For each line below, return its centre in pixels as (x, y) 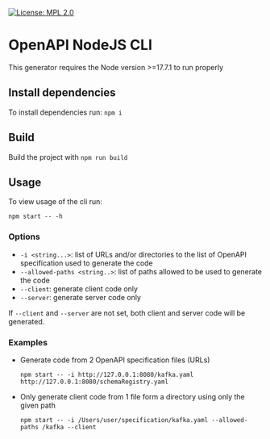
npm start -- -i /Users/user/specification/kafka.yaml (114, 420)
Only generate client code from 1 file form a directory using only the (132, 396)
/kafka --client (69, 427)
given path (38, 405)
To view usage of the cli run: (56, 202)
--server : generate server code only (80, 297)
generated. (27, 321)
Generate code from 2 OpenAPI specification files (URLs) (115, 360)
